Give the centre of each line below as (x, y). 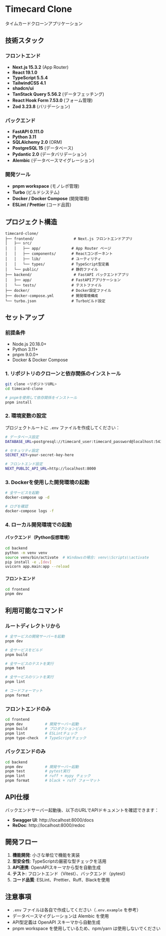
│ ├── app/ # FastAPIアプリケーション (63, 280)
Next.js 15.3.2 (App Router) (40, 67)
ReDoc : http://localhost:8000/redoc (49, 825)
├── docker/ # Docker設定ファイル (58, 291)
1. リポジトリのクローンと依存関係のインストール (63, 374)
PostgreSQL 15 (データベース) (43, 148)
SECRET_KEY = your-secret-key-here (40, 455)
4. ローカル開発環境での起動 (39, 525)
